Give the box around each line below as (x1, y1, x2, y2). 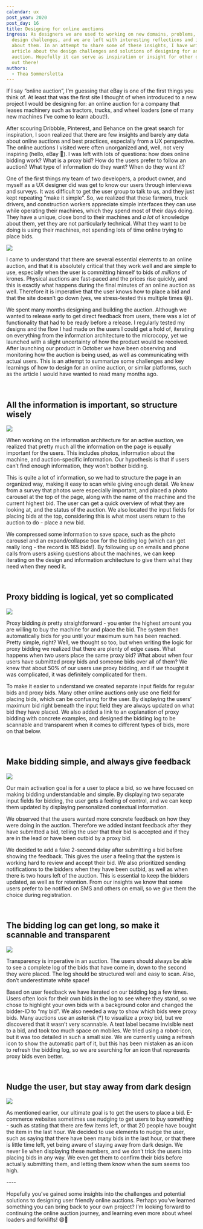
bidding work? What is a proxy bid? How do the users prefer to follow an (6, 157, 186, 164)
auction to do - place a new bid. (6, 519, 86, 526)
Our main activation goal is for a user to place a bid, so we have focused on (6, 784, 195, 791)
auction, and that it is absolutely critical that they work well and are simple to (6, 262, 197, 270)
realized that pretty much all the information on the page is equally (6, 443, 172, 451)
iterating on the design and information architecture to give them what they (6, 556, 193, 564)
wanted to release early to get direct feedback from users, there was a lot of (6, 313, 196, 320)
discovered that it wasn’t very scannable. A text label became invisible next (6, 1020, 193, 1028)
